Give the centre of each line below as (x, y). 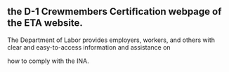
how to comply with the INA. (48, 61)
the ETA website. (45, 23)
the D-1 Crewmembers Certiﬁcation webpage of (115, 12)
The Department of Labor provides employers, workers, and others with (111, 40)
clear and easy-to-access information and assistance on (89, 47)
